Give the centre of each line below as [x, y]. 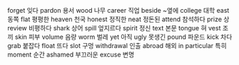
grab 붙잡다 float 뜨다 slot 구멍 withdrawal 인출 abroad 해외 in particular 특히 [117, 46]
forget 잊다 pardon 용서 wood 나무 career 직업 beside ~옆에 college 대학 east [118, 10]
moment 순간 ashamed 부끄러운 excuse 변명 [71, 54]
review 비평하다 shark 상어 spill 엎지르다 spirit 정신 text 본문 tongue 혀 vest [114, 28]
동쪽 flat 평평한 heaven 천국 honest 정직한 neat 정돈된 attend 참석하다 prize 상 [118, 19]
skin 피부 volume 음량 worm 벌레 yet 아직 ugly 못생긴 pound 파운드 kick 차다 [123, 37]
